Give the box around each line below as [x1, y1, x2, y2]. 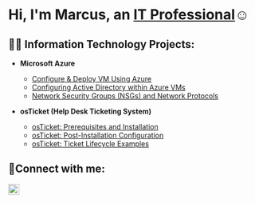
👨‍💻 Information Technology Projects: [8, 38, 195, 51]
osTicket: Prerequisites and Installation [31, 122, 159, 131]
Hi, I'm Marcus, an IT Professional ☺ [8, 6, 249, 24]
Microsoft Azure [19, 58, 76, 68]
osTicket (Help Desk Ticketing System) [19, 106, 152, 116]
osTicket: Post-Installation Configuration [31, 130, 164, 140]
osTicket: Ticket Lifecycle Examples [31, 139, 150, 149]
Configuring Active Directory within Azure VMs [31, 82, 186, 92]
